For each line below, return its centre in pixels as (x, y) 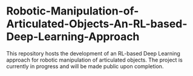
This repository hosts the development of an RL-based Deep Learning (93, 53)
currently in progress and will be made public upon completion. (85, 66)
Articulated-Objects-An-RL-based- (97, 24)
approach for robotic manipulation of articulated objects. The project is (94, 60)
